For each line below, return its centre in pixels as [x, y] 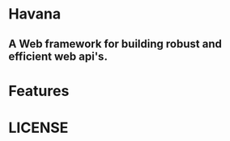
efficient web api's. [58, 56]
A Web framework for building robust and [115, 44]
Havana [35, 14]
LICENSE [38, 128]
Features [39, 91]
